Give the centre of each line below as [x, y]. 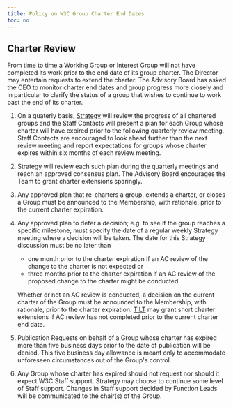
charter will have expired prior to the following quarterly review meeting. [121, 131]
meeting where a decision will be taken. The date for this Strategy [112, 238]
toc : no [18, 20]
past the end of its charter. [45, 103]
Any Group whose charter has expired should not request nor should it [118, 373]
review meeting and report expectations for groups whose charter [112, 146]
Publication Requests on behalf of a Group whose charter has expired [117, 338]
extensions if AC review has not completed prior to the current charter [118, 317]
